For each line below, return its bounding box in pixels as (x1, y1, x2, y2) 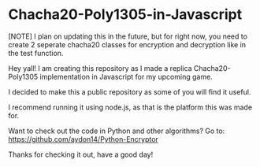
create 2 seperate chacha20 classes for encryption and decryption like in (8, 39, 247, 49)
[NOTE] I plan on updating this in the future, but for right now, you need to (8, 32, 248, 41)
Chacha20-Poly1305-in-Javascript (8, 6, 243, 24)
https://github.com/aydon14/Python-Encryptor (8, 134, 159, 143)
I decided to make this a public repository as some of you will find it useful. (8, 87, 251, 96)
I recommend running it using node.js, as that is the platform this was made (8, 102, 253, 112)
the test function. (8, 48, 64, 58)
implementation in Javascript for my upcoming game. (39, 72, 213, 81)
